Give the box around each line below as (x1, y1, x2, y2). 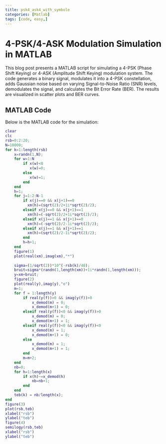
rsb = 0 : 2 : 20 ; (5, 138, 30, 143)
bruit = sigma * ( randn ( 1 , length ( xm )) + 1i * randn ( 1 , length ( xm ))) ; (14, 267, 141, 273)
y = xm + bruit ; (14, 272, 39, 277)
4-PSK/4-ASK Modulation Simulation (5, 38, 162, 49)
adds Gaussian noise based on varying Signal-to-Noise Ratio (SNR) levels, (5, 81, 158, 87)
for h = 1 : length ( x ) (14, 369, 52, 374)
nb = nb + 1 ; (31, 379, 50, 384)
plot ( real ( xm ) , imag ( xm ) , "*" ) (14, 253, 75, 259)
